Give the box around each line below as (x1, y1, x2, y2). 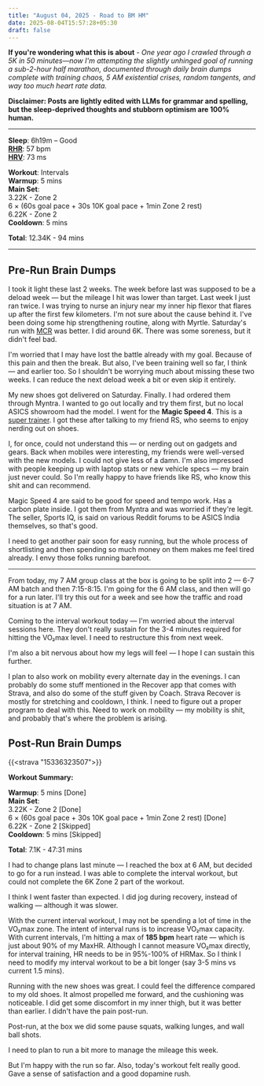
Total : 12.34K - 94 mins (8, 233, 85, 243)
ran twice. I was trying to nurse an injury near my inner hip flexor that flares (8, 301, 251, 311)
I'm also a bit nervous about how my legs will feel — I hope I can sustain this (8, 648, 255, 658)
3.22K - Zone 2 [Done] (8, 805, 82, 814)
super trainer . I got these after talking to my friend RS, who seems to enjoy (8, 415, 249, 425)
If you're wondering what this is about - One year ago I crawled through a (8, 48, 251, 57)
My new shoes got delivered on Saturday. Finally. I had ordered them (8, 391, 231, 400)
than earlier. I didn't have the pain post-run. (8, 1006, 148, 1016)
